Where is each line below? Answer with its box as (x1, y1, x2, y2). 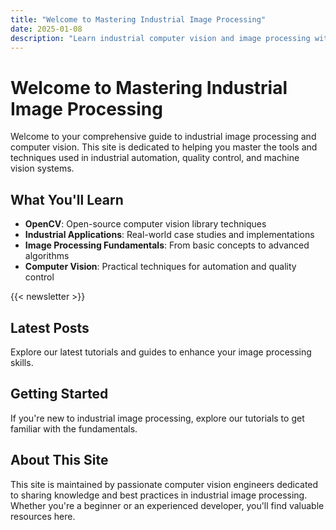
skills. (10, 356, 34, 368)
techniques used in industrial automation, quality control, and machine (10, 152, 300, 164)
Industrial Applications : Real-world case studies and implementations (24, 229, 315, 241)
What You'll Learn (10, 191, 124, 208)
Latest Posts (10, 319, 90, 336)
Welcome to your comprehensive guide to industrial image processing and (10, 131, 317, 143)
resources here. (10, 510, 76, 522)
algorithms (24, 250, 70, 262)
